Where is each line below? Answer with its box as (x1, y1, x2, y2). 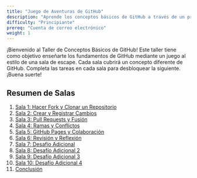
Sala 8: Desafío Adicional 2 (15, 146, 81, 153)
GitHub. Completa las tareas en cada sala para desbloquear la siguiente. (6, 65, 181, 72)
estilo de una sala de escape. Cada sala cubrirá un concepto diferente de (6, 59, 183, 66)
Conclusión (15, 165, 43, 172)
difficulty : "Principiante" (6, 19, 75, 25)
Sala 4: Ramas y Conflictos (15, 122, 80, 129)
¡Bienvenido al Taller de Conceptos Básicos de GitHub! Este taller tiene (6, 46, 177, 53)
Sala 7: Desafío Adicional (15, 141, 75, 148)
